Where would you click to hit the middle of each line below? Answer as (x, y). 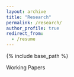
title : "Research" (29, 17)
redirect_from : (25, 34)
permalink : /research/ (34, 23)
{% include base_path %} (37, 56)
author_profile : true (33, 28)
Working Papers (26, 68)
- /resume (23, 39)
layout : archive (26, 12)
